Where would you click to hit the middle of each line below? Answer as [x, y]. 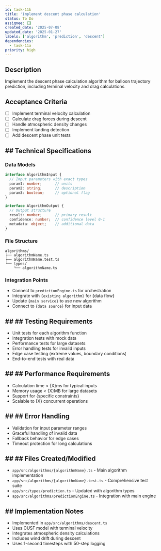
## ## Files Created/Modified [50, 459]
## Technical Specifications [48, 151]
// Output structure [30, 211]
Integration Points [27, 280]
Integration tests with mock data [44, 338]
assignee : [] [18, 23]
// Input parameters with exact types [49, 179]
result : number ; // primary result [51, 215]
